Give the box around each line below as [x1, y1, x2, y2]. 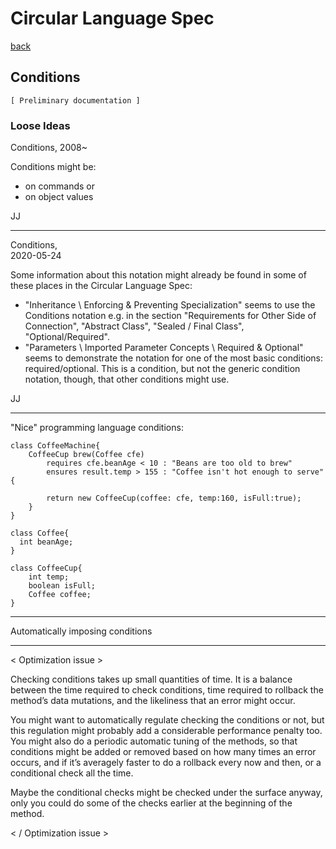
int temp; [28, 572, 70, 582]
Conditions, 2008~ [10, 142, 88, 154]
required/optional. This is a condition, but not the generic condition [24, 363, 301, 375]
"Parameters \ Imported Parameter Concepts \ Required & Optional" [24, 342, 304, 354]
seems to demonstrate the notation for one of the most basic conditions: [24, 352, 324, 364]
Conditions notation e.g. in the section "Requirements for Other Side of [24, 310, 317, 322]
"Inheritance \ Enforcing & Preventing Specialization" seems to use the [24, 299, 316, 311]
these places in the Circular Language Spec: [10, 280, 193, 292]
